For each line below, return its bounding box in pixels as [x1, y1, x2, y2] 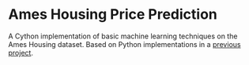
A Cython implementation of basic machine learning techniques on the [8, 31, 238, 41]
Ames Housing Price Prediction [8, 5, 217, 23]
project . [8, 48, 34, 57]
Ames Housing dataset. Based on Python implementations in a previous [8, 39, 241, 49]
